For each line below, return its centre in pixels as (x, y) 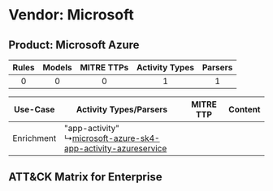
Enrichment (35, 138)
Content (245, 109)
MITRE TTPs (104, 68)
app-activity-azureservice (115, 149)
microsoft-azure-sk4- (116, 138)
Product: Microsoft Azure (74, 45)
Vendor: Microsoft (71, 15)
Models (57, 68)
